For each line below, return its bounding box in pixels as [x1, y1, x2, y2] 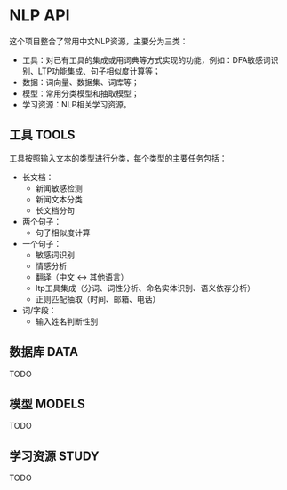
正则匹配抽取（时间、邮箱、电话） [35, 294, 161, 304]
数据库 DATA [9, 344, 78, 360]
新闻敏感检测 [35, 183, 83, 194]
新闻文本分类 [35, 194, 83, 204]
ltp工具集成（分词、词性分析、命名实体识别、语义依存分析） [35, 282, 256, 293]
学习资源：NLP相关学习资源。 [21, 99, 132, 109]
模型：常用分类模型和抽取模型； [21, 88, 140, 99]
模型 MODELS [9, 396, 86, 411]
